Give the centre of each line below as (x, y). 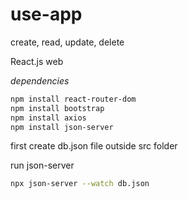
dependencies (40, 80)
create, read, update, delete (67, 42)
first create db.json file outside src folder (94, 146)
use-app (46, 14)
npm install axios (48, 118)
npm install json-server (62, 127)
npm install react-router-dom (73, 99)
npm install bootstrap (57, 108)
